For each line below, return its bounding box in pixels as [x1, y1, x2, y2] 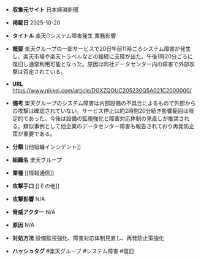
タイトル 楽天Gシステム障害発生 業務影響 [12, 32, 116, 39]
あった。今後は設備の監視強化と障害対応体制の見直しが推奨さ [28, 115, 184, 122]
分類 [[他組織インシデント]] [12, 143, 82, 150]
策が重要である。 [12, 130, 56, 137]
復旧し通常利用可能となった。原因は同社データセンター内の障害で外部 [12, 61, 190, 67]
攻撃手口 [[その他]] [12, 182, 60, 189]
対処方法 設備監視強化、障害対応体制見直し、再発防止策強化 [12, 234, 164, 242]
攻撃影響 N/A [12, 196, 45, 202]
